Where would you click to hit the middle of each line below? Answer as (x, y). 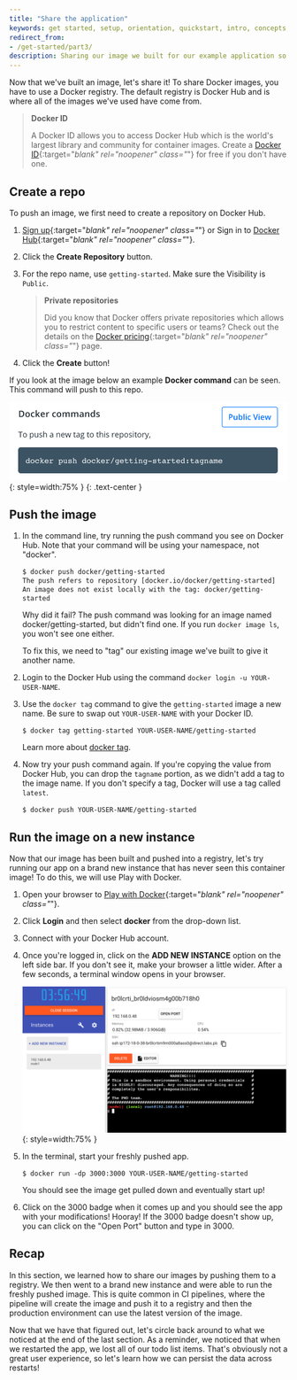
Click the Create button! (66, 362)
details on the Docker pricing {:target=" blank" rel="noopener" (156, 336)
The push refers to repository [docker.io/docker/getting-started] (148, 581)
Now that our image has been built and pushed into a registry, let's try (136, 858)
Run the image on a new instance (102, 837)
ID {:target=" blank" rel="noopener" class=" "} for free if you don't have (159, 154)
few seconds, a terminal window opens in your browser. (124, 974)
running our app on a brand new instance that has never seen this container (147, 868)
